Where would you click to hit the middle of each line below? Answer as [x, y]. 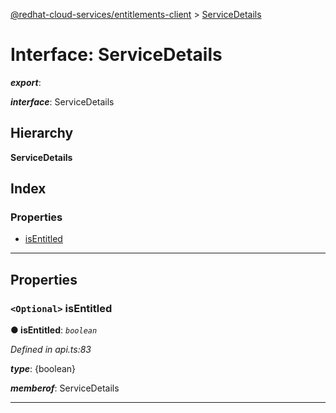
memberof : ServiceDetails [65, 388]
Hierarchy [42, 133]
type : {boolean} [43, 369]
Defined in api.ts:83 [51, 350]
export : [26, 82]
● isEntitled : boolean [54, 330]
